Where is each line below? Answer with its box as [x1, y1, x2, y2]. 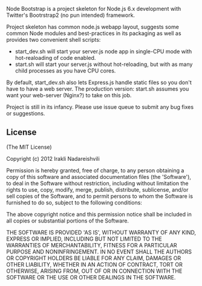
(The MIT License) [6, 143, 53, 151]
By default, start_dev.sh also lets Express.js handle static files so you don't [6, 79, 192, 86]
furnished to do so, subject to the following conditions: [6, 199, 142, 206]
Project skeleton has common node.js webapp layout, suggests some [6, 24, 180, 30]
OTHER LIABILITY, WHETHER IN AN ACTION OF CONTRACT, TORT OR [6, 261, 183, 268]
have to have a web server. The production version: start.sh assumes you [6, 85, 189, 93]
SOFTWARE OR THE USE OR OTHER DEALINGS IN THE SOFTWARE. [6, 273, 176, 281]
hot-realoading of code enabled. [15, 54, 96, 61]
